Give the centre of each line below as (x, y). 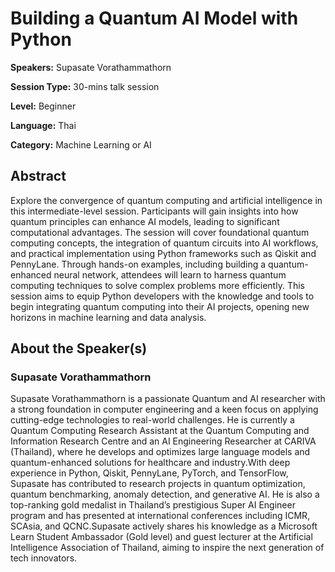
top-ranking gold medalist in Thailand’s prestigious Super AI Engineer (153, 505)
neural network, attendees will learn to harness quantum (170, 274)
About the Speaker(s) (79, 348)
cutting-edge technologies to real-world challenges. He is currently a (152, 420)
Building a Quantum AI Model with (154, 18)
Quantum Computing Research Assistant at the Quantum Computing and (160, 431)
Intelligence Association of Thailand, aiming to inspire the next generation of (167, 548)
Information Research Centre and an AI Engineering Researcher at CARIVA (163, 441)
